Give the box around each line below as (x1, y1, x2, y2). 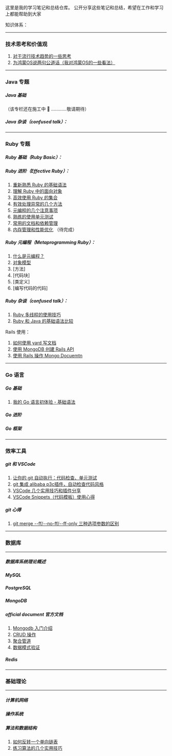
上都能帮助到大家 (5, 11, 41, 17)
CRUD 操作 (12, 632, 36, 638)
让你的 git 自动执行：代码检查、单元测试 (12, 475, 97, 481)
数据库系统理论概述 (5, 558, 46, 565)
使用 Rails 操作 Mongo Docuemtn (12, 353, 83, 359)
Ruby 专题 (5, 140, 31, 147)
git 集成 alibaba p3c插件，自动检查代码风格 (12, 481, 104, 487)
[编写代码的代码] (12, 285, 48, 291)
